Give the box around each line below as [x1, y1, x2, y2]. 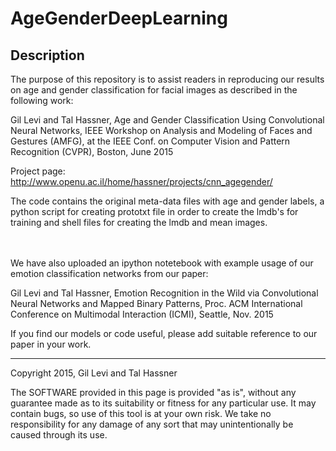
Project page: [10, 165, 66, 177]
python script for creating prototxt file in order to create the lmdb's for [10, 206, 299, 217]
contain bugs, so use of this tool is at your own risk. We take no [10, 408, 272, 419]
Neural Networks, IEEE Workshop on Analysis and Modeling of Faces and [10, 125, 313, 136]
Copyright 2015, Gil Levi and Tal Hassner [10, 367, 178, 379]
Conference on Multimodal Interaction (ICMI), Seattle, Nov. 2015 [10, 308, 274, 320]
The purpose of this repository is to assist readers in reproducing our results [10, 73, 325, 85]
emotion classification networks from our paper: [10, 268, 209, 279]
